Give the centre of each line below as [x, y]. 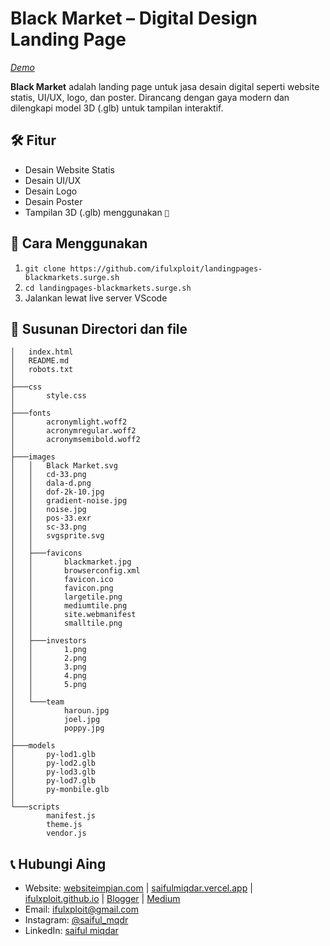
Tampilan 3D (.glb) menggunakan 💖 [97, 212]
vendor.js [66, 833]
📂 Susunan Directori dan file [99, 328]
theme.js [64, 825]
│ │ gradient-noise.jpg [69, 501]
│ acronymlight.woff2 [69, 422]
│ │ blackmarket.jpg [71, 562]
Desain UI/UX [53, 180]
